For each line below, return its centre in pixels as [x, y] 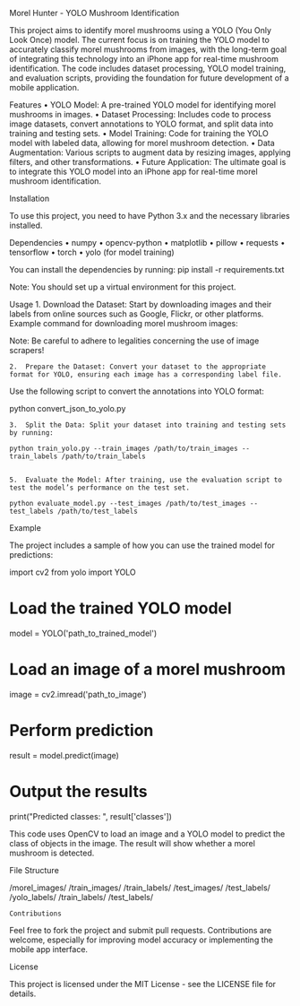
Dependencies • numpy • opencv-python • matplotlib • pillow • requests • [147, 243]
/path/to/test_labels [98, 511]
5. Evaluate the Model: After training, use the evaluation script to [146, 480]
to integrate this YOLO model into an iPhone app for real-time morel [133, 171]
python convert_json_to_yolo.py [68, 408]
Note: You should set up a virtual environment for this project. [123, 287]
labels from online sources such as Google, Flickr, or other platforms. [137, 314]
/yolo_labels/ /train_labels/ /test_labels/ [81, 897]
